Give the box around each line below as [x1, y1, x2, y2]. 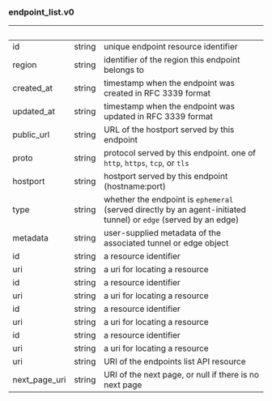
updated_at [12, 106, 55, 117]
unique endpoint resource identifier [104, 41, 238, 53]
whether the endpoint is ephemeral [104, 194, 234, 205]
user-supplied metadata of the [104, 228, 221, 239]
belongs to [104, 64, 144, 75]
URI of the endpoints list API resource [104, 356, 246, 367]
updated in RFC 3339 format [104, 111, 213, 122]
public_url [12, 129, 50, 140]
